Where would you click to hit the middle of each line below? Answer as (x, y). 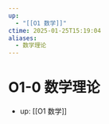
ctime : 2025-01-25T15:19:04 (55, 30)
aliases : (23, 38)
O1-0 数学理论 (54, 88)
